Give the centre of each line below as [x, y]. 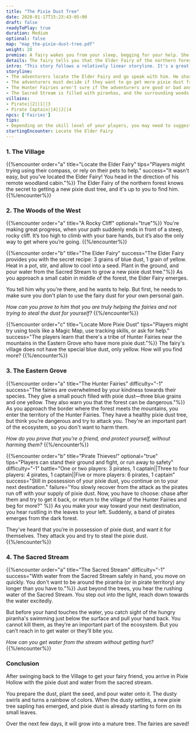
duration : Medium [27, 33]
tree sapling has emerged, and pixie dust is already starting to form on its [94, 706]
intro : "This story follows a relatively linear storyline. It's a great [98, 66]
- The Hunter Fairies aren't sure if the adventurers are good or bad [94, 88]
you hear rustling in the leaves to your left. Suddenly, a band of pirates [90, 512]
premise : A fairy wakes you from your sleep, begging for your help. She [98, 55]
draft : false [22, 22]
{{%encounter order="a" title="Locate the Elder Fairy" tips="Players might [96, 164]
